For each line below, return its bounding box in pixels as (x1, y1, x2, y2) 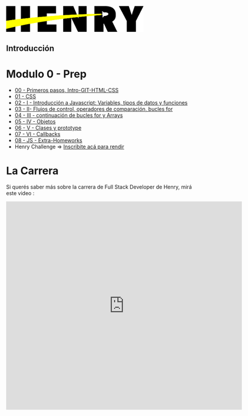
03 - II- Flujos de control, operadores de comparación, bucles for (14, 106, 173, 113)
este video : (6, 190, 35, 197)
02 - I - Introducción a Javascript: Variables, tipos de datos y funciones (14, 99, 188, 106)
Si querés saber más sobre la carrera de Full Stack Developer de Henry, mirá (6, 183, 192, 191)
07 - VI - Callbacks (14, 131, 61, 138)
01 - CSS (14, 93, 37, 100)
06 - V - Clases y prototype (14, 124, 82, 132)
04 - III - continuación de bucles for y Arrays (14, 112, 123, 119)
